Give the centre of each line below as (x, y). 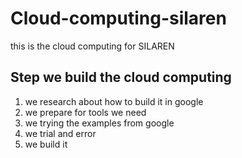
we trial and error (60, 133)
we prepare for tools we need (85, 112)
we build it (46, 144)
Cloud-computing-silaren (118, 18)
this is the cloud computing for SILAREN (92, 46)
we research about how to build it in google (114, 101)
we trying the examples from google (99, 123)
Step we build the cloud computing (121, 77)
